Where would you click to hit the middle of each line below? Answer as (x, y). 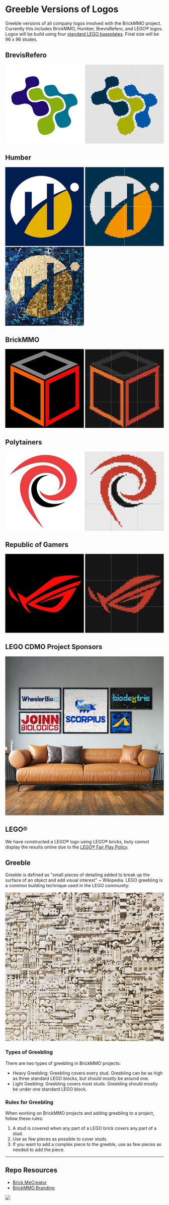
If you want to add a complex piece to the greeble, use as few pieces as (87, 1144)
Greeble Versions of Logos (62, 9)
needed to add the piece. (38, 1150)
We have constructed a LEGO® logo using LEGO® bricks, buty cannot (77, 841)
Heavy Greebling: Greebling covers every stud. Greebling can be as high (88, 1073)
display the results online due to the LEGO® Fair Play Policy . (67, 847)
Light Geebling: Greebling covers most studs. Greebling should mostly (85, 1083)
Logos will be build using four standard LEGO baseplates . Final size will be (82, 34)
